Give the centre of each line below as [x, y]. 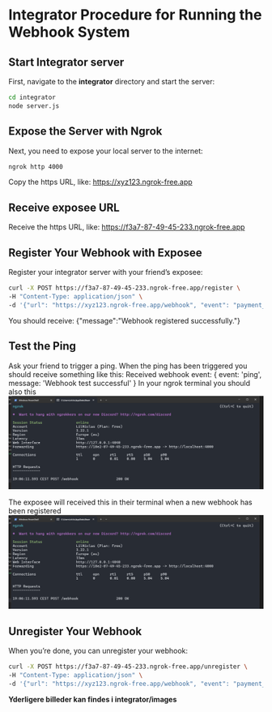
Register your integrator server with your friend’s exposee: [106, 272]
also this [22, 392]
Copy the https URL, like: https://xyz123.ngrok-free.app [100, 182]
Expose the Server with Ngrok [85, 131]
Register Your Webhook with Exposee [105, 253]
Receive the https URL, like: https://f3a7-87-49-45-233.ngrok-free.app [127, 227]
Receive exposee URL [64, 207]
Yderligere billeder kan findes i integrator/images [93, 700]
